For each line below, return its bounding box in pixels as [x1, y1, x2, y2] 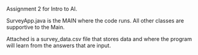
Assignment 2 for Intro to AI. [6, 5, 78, 12]
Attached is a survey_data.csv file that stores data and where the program [6, 35, 193, 42]
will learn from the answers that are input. [6, 42, 111, 49]
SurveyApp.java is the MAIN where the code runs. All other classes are [6, 17, 185, 24]
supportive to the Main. [6, 24, 65, 31]
